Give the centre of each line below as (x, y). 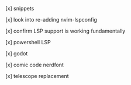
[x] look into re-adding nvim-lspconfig (51, 20)
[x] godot (17, 54)
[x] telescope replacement (37, 76)
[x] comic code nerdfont (35, 65)
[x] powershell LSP (28, 42)
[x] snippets (20, 8)
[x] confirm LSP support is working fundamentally (65, 31)
